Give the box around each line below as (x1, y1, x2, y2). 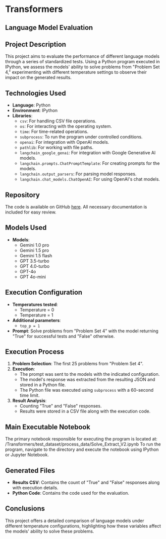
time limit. (19, 392, 40, 399)
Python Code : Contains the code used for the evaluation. (12, 490, 129, 496)
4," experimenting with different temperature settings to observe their (5, 69, 147, 75)
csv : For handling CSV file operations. (19, 118, 97, 124)
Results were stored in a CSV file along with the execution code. (19, 408, 151, 414)
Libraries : (12, 113, 33, 119)
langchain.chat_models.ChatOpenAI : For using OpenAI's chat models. (19, 176, 160, 182)
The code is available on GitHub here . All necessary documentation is (5, 204, 147, 210)
